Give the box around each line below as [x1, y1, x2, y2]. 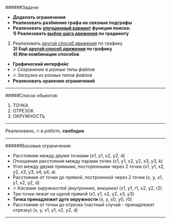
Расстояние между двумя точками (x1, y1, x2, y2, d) [12, 153, 125, 158]
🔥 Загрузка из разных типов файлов [12, 72, 93, 78]
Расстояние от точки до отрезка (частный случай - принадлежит [12, 202, 155, 208]
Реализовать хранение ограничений [12, 78, 95, 83]
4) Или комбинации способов [12, 51, 80, 57]
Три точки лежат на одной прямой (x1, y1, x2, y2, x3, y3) [12, 191, 134, 197]
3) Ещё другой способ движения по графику [12, 46, 112, 51]
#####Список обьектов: [5, 93, 59, 98]
